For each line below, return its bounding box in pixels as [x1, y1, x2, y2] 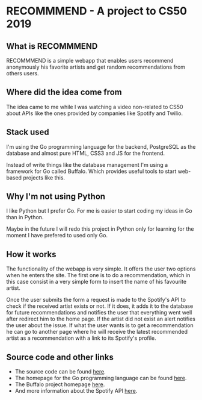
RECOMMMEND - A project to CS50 [6, 4, 188, 18]
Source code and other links [6, 352, 114, 362]
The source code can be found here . [14, 368, 106, 375]
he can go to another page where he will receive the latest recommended [6, 328, 188, 336]
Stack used [6, 127, 49, 137]
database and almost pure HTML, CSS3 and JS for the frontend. [6, 149, 165, 157]
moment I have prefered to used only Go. [6, 232, 108, 239]
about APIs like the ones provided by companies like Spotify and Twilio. [6, 110, 183, 117]
